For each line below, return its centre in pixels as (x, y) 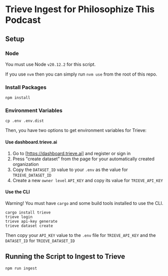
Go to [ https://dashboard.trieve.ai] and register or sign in (71, 153)
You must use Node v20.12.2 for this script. (51, 64)
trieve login (19, 217)
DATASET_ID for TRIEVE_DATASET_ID (40, 240)
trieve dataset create (29, 226)
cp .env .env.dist (25, 121)
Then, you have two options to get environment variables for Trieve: (76, 130)
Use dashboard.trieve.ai (31, 142)
